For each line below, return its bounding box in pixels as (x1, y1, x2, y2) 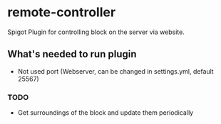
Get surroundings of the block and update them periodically (17, 108, 194, 117)
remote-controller (7, 4, 116, 21)
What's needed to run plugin (7, 48, 137, 60)
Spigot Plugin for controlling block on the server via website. (7, 28, 185, 36)
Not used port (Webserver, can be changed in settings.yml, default (17, 67, 214, 75)
